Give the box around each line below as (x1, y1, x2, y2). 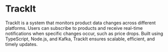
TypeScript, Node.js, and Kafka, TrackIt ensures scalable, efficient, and (5, 36, 155, 42)
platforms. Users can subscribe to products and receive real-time (5, 25, 143, 31)
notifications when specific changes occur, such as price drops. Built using (5, 30, 163, 36)
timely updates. (5, 41, 38, 47)
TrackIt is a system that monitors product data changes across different (5, 20, 156, 26)
